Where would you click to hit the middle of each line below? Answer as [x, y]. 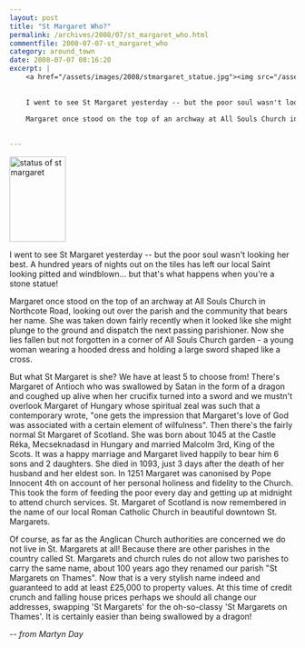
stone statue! [34, 284]
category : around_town [52, 52]
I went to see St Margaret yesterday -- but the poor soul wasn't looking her [149, 254]
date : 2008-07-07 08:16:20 [60, 60]
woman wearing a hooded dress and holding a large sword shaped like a [145, 349]
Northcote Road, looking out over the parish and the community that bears [148, 311]
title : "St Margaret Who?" [60, 26]
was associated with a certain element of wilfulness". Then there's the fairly [151, 425]
